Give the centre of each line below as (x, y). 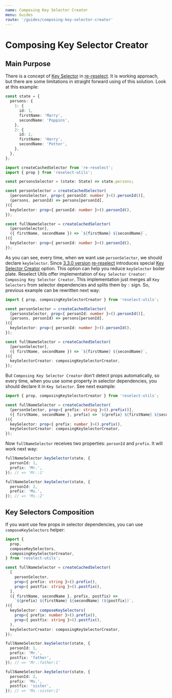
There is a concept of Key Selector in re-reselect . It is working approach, (82, 76)
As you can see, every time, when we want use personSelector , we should (84, 257)
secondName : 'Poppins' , (44, 120)
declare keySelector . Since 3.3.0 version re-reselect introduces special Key (85, 263)
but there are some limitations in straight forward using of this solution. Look (86, 81)
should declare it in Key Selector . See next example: (61, 386)
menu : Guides (19, 15)
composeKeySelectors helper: (35, 530)
